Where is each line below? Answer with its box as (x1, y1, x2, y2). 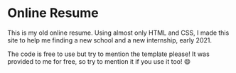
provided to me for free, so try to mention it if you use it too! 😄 (7, 57, 191, 65)
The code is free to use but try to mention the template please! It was (7, 50, 210, 58)
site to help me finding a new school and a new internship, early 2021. (7, 35, 212, 44)
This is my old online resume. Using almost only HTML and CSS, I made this (7, 28, 230, 37)
